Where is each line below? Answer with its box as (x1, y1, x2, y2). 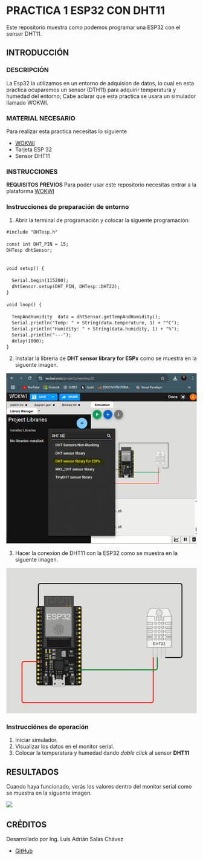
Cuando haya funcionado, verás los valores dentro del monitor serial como (6, 783, 192, 790)
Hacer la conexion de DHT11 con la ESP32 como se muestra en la (14, 549, 178, 557)
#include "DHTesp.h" (6, 229, 59, 235)
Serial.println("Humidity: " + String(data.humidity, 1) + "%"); (11, 326, 180, 332)
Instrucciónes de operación (6, 723, 89, 731)
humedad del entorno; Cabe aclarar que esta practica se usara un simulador (6, 92, 196, 100)
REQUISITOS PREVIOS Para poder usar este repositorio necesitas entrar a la (6, 181, 197, 188)
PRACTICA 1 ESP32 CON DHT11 (6, 4, 165, 18)
